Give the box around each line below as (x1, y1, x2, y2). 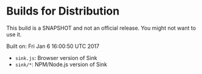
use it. (6, 30, 22, 38)
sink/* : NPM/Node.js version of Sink (15, 61, 108, 68)
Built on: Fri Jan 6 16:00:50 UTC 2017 (6, 42, 100, 50)
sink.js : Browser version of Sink (15, 54, 97, 61)
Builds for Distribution (6, 4, 120, 18)
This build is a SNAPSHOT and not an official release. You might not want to (6, 24, 197, 32)
